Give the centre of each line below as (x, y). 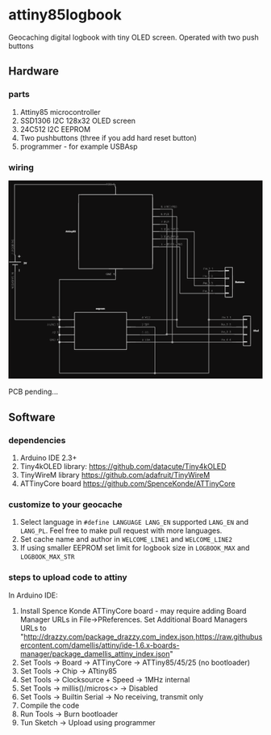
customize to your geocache (65, 505)
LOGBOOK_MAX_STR (47, 557)
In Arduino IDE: (33, 595)
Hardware (33, 72)
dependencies (37, 440)
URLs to (33, 627)
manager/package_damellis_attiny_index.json (95, 653)
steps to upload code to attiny (68, 577)
